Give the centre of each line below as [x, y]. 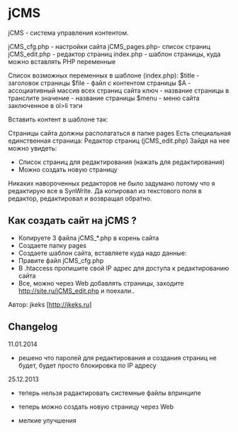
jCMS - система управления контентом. [68, 33]
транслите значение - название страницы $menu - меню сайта [104, 98]
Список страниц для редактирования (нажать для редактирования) [121, 162]
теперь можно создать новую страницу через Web [96, 406]
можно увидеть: [33, 148]
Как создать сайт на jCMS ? [72, 221]
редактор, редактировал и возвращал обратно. [80, 198]
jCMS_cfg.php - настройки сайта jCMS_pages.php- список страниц [109, 46]
